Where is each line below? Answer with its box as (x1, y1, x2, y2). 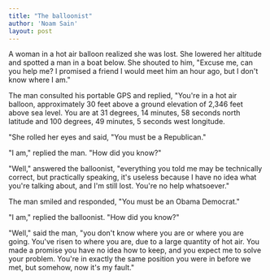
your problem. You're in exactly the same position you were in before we (8, 254, 251, 264)
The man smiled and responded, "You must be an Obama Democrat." (8, 196, 240, 207)
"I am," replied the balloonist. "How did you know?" (8, 213, 180, 222)
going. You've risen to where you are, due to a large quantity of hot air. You (8, 237, 260, 247)
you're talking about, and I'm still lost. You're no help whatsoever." (8, 181, 230, 191)
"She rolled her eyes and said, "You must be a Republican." (8, 132, 207, 142)
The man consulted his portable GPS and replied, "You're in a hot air (8, 91, 237, 101)
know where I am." (8, 75, 71, 85)
